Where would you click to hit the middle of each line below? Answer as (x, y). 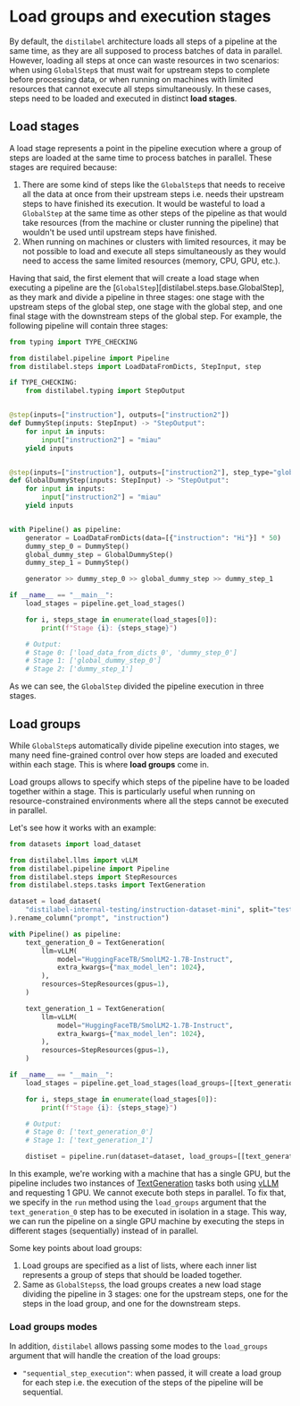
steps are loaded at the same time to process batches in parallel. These (141, 158)
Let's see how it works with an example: (83, 827)
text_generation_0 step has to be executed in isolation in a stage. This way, (148, 1212)
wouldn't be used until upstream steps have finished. (119, 232)
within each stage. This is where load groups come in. (109, 764)
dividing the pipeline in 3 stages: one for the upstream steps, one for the (155, 1294)
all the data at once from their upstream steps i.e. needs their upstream (153, 193)
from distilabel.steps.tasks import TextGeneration (107, 885)
